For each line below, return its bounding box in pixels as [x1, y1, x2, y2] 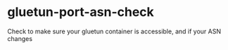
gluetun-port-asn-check [7, 4, 155, 20]
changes [7, 34, 33, 42]
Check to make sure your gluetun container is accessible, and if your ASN [7, 27, 222, 35]
